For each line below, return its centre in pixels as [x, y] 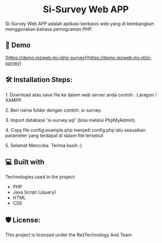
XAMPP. [14, 100]
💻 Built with [25, 162]
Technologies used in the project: [40, 177]
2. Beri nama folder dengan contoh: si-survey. [54, 110]
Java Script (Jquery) [34, 192]
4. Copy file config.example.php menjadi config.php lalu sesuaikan [75, 130]
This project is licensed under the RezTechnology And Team [68, 235]
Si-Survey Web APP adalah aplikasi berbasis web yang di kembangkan [80, 24]
